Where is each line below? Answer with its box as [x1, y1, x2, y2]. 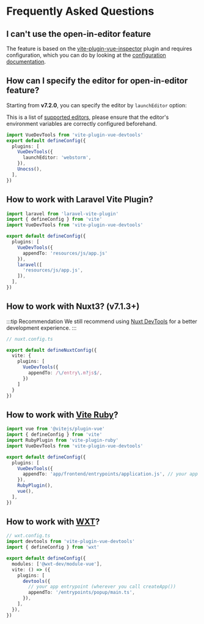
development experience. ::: [6, 324, 77, 332]
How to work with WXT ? [6, 517, 100, 527]
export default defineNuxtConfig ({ [6, 347, 97, 353]
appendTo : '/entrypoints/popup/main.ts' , [28, 590, 136, 596]
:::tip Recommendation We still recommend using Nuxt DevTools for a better [6, 318, 197, 325]
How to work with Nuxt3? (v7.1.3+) [6, 302, 140, 312]
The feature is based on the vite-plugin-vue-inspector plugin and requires [6, 45, 192, 52]
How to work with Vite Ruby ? [6, 409, 118, 420]
